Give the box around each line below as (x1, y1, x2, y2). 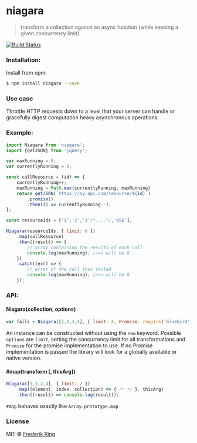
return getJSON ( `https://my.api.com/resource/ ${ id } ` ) (16, 190, 151, 196)
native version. (6, 354, 42, 361)
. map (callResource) (16, 234, 64, 240)
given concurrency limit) (20, 29, 80, 36)
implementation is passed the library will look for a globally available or (6, 348, 177, 355)
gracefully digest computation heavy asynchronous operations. (6, 114, 159, 121)
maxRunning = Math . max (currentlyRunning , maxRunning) (16, 185, 151, 191)
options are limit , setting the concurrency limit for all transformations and (6, 335, 186, 343)
